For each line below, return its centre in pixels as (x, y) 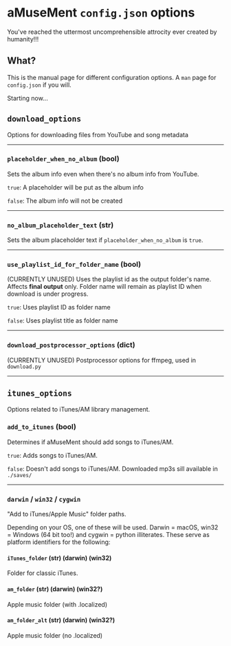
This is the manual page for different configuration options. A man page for (112, 77)
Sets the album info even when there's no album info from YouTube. (103, 174)
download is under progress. (48, 294)
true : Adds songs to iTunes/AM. (53, 455)
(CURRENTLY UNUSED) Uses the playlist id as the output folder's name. (109, 279)
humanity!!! (23, 39)
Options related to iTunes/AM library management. (79, 409)
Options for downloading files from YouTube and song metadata (98, 134)
